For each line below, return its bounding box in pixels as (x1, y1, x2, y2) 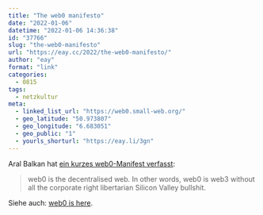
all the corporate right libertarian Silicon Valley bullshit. (27, 182, 206, 192)
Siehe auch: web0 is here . (8, 198, 93, 207)
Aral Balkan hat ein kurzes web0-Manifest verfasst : (8, 159, 176, 168)
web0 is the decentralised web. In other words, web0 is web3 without (27, 174, 255, 183)
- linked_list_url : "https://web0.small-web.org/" (15, 108, 186, 116)
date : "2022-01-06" (8, 19, 73, 27)
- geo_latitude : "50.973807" (15, 115, 112, 123)
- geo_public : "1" (15, 129, 77, 137)
